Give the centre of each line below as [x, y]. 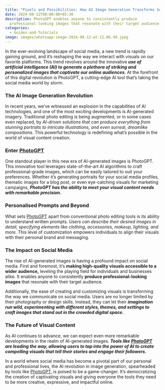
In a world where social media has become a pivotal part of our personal [78, 361]
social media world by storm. [34, 82]
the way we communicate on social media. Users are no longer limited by [79, 297]
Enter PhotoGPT [25, 151]
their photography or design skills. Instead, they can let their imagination [79, 302]
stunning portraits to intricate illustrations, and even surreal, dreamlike [76, 127]
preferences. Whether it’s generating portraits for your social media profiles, [82, 177]
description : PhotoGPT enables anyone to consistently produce [71, 19]
